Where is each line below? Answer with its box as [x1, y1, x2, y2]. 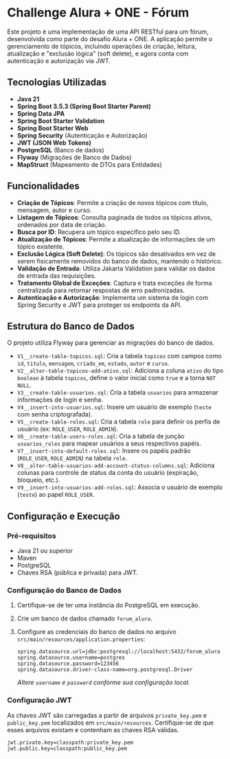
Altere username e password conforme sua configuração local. [16, 678, 190, 687]
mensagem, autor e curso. [16, 206, 92, 214]
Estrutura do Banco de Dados [7, 320, 135, 332]
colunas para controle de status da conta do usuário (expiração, [16, 469, 199, 477]
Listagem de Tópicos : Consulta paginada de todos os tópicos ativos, [16, 213, 213, 221]
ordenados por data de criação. [16, 220, 107, 229]
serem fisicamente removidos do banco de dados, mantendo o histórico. [16, 257, 223, 265]
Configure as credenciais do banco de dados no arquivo [16, 628, 176, 636]
